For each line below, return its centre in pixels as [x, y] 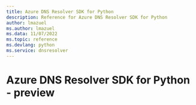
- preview [31, 92]
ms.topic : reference [32, 39]
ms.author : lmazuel [31, 28]
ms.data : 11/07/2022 [32, 34]
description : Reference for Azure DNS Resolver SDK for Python [87, 17]
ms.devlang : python [31, 45]
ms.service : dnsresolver [37, 51]
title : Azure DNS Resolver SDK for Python [60, 12]
